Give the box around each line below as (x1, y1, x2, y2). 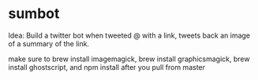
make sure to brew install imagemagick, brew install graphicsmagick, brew (8, 54, 250, 64)
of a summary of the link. (8, 38, 89, 48)
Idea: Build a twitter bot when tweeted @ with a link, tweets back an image (8, 31, 251, 40)
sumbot (8, 5, 60, 23)
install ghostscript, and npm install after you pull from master (8, 62, 206, 71)
